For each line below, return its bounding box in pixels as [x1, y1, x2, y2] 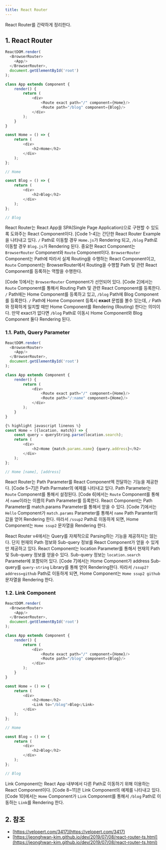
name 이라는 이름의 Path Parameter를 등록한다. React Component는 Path [10, 498, 153, 504]
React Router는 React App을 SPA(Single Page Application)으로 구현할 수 [5, 225, 150, 231]
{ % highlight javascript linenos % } [5, 423, 81, 428]
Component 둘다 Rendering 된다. [5, 316, 72, 322]
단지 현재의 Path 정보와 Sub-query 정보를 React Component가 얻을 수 [11, 539, 150, 545]
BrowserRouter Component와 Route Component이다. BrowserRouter [5, 250, 141, 256]
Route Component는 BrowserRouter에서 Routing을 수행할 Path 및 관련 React [5, 262, 158, 268]
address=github [5, 571, 37, 576]
